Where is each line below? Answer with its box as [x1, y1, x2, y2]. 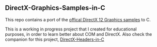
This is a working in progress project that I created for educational [5, 26, 137, 32]
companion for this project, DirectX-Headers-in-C [5, 36, 105, 42]
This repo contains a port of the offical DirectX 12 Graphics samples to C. [5, 16, 151, 22]
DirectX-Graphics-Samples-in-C [5, 4, 106, 12]
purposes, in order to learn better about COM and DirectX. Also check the [5, 31, 152, 37]
